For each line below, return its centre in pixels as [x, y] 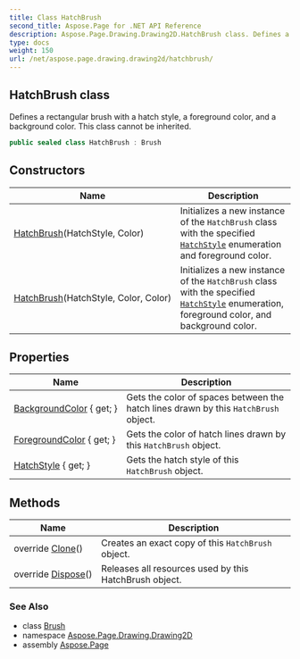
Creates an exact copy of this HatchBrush [187, 543]
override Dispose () [53, 574]
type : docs [29, 42]
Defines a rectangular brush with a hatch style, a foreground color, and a [143, 116]
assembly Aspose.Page [65, 645]
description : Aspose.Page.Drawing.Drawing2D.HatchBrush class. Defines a [150, 34]
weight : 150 [31, 51]
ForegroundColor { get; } [65, 440]
